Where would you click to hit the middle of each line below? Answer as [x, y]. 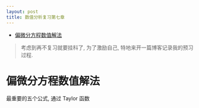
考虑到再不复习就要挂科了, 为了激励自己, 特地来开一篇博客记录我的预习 [107, 47]
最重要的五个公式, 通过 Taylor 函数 [48, 99]
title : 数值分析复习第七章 [36, 17]
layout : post [22, 12]
